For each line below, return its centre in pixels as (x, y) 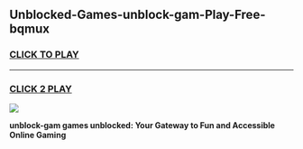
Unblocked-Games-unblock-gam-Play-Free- (138, 15)
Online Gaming (38, 135)
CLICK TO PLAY (44, 55)
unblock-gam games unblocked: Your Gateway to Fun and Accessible (142, 125)
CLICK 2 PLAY (41, 88)
